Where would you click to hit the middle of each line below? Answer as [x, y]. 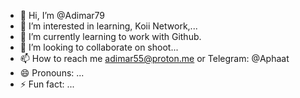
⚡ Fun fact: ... [47, 84]
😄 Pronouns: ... [52, 73]
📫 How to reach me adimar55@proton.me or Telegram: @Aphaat [154, 58]
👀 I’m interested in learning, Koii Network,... [108, 26]
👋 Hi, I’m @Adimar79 [62, 15]
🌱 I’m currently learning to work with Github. [110, 36]
